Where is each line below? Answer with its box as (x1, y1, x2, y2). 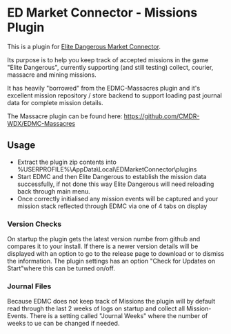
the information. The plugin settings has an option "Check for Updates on (7, 257, 216, 266)
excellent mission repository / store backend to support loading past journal (7, 91, 222, 100)
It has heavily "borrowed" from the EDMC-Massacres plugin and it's (7, 84, 201, 92)
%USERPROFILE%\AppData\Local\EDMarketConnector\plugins (17, 165, 197, 174)
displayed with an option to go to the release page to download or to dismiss (7, 250, 225, 258)
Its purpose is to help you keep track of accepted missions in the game (7, 55, 209, 64)
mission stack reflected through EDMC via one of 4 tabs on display (17, 202, 208, 210)
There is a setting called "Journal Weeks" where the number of (30, 312, 208, 320)
